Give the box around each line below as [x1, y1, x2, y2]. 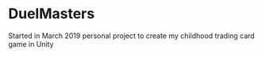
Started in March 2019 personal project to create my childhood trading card [8, 31, 256, 40]
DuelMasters [8, 5, 95, 23]
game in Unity [8, 39, 54, 48]
